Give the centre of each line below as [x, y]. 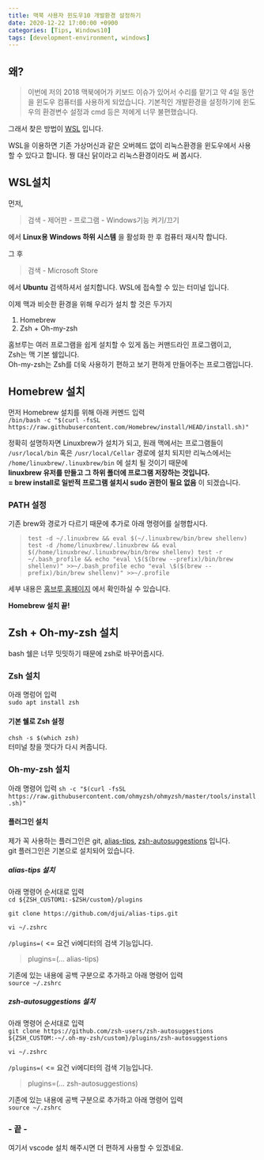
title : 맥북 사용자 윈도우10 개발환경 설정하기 [75, 15]
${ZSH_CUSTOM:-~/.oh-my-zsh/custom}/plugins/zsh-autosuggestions [118, 1038]
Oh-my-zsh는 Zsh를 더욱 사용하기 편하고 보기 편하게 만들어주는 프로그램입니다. [131, 364]
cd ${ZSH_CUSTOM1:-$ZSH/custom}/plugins [76, 899]
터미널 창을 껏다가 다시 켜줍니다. [58, 747]
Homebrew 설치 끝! [39, 605]
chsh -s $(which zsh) [44, 739]
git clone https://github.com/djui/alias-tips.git [93, 913]
